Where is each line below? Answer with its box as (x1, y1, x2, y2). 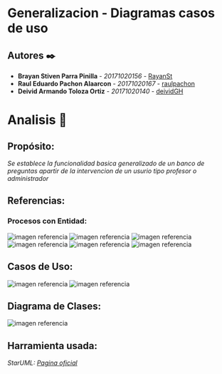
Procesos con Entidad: (7, 216, 88, 226)
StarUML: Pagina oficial (7, 358, 78, 368)
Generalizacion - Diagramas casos (7, 5, 216, 21)
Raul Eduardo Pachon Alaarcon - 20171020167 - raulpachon (17, 80, 196, 88)
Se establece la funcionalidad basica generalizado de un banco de (7, 159, 205, 167)
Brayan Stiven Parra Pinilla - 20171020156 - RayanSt (17, 72, 173, 80)
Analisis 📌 (7, 112, 68, 128)
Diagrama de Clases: (7, 300, 102, 312)
